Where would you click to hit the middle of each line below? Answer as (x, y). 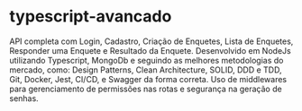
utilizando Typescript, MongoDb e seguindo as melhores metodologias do (146, 60)
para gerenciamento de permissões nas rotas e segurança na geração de (146, 89)
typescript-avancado (91, 17)
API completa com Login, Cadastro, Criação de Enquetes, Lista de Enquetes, (151, 41)
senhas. (24, 98)
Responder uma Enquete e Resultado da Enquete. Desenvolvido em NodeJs (150, 50)
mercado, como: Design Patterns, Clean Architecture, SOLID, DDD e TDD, (146, 70)
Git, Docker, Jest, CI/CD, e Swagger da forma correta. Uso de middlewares (148, 79)
